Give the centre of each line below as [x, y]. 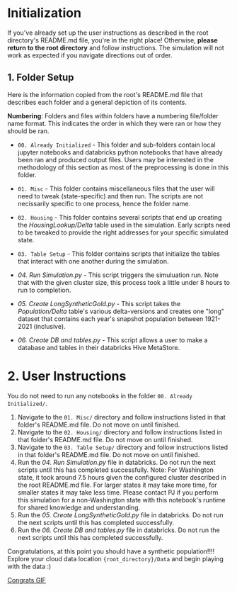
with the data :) [29, 566]
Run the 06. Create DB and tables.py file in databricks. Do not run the [119, 530]
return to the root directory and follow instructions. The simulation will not [116, 47]
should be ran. [28, 131]
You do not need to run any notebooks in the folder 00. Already [100, 395]
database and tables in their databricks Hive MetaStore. [99, 347]
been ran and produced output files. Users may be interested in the [116, 159]
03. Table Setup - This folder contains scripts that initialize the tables [119, 254]
